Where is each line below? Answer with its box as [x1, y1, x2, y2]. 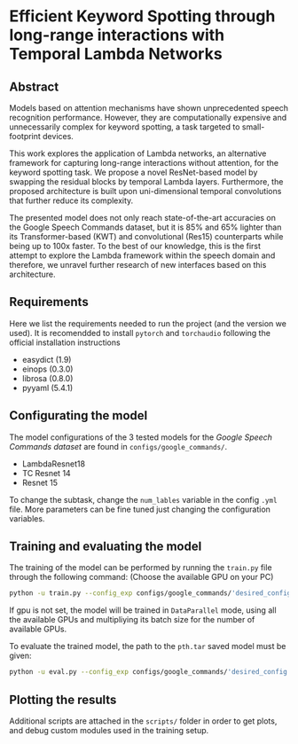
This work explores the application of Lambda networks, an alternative [9, 148, 267, 159]
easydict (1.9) [21, 354, 72, 364]
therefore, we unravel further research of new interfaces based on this [9, 260, 267, 270]
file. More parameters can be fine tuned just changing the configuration [9, 504, 271, 514]
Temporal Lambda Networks [9, 44, 223, 64]
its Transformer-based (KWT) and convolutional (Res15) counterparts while [9, 231, 284, 241]
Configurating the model [9, 408, 148, 423]
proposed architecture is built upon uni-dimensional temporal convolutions [9, 186, 282, 196]
